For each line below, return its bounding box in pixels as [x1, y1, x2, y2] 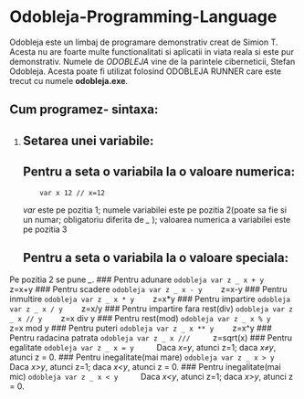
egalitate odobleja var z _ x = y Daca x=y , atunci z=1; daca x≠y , [9, 342, 277, 353]
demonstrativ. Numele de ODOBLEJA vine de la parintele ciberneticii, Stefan [9, 56, 296, 67]
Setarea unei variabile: [22, 132, 154, 148]
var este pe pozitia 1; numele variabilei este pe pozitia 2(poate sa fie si [22, 204, 288, 215]
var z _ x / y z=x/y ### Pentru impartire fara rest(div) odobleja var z [9, 303, 294, 314]
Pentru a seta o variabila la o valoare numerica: [22, 164, 295, 180]
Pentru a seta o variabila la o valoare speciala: [22, 249, 289, 266]
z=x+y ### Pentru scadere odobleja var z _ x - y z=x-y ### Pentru [9, 284, 288, 295]
